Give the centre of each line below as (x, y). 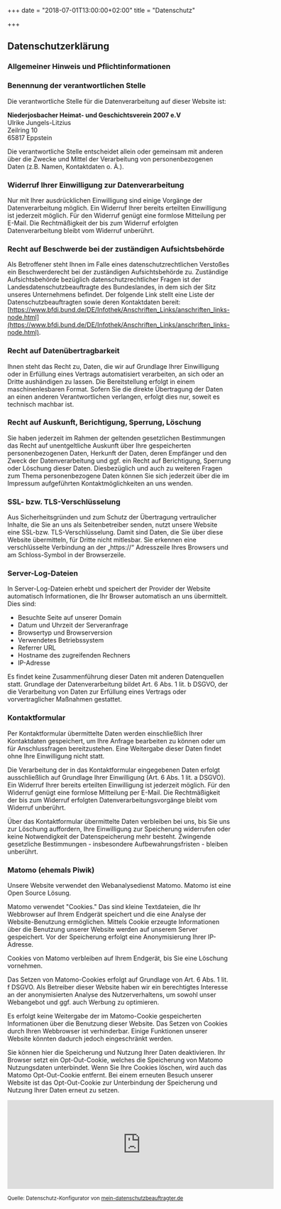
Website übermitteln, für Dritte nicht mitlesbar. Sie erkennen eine (102, 540)
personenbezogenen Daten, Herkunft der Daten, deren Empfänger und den (117, 453)
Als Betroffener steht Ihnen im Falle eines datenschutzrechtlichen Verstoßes (118, 264)
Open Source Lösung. (39, 893)
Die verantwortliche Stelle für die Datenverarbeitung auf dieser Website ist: (117, 101)
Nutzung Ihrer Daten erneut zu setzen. (64, 1090)
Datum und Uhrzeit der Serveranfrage (73, 625)
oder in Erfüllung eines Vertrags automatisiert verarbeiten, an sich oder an (116, 374)
